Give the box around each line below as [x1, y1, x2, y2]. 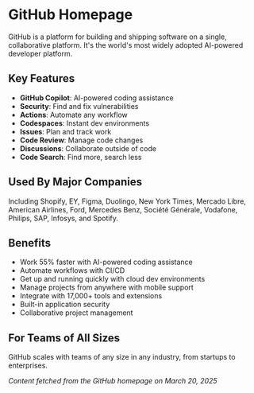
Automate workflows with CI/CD [19, 266, 125, 275]
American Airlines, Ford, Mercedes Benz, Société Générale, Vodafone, [8, 204, 238, 214]
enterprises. [8, 360, 48, 371]
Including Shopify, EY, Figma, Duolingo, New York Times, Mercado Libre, [8, 196, 246, 206]
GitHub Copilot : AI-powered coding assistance [19, 93, 174, 103]
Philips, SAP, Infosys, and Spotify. [8, 213, 119, 223]
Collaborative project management [19, 308, 133, 317]
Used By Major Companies [8, 175, 143, 189]
